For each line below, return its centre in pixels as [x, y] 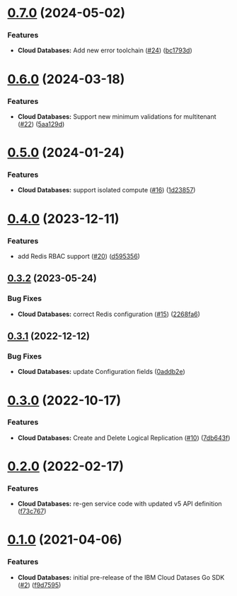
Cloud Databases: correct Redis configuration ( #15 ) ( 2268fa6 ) [109, 314]
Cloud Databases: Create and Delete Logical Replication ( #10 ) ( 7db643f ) [124, 438]
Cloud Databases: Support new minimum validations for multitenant [117, 116]
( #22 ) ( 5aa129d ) [41, 124]
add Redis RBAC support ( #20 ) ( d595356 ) [79, 256]
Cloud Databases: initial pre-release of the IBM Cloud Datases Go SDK [121, 577]
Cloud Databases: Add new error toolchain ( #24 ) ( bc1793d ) [105, 50]
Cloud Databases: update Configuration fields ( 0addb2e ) [101, 372]
